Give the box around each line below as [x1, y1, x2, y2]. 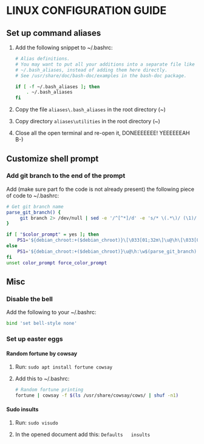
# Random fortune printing [15, 387, 84, 393]
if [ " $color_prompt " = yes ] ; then [6, 231, 99, 237]
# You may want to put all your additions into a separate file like [15, 61, 195, 67]
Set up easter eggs [6, 335, 63, 343]
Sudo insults [6, 405, 39, 413]
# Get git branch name [6, 203, 64, 210]
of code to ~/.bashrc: [6, 192, 59, 199]
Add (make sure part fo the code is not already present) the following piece [6, 185, 194, 193]
